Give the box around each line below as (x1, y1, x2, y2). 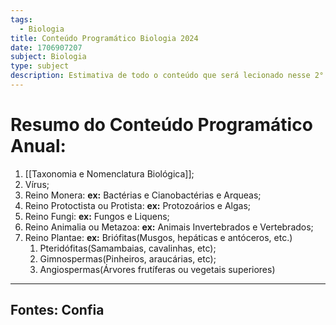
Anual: (10, 135, 67, 158)
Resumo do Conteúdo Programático (10, 114, 313, 136)
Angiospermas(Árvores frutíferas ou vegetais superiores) (39, 263, 276, 275)
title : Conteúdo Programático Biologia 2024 (10, 33, 199, 43)
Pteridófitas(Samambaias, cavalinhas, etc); (39, 242, 217, 254)
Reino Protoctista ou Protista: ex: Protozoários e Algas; (24, 199, 252, 211)
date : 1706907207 (10, 42, 83, 53)
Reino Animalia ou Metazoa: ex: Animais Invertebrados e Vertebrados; (24, 221, 314, 233)
